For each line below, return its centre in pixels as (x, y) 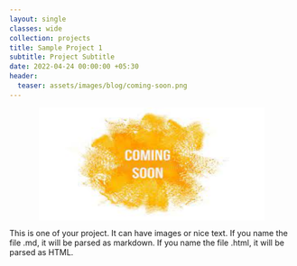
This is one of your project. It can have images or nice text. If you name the (149, 233)
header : (24, 77)
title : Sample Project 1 (56, 48)
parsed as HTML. (42, 252)
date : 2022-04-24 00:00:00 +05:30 (74, 67)
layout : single (38, 19)
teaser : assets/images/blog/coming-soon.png (102, 86)
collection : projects (50, 38)
